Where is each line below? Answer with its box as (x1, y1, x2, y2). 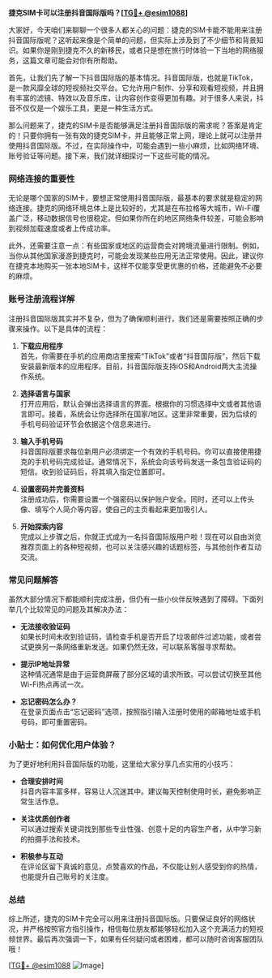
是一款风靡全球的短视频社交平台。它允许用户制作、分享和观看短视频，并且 (8, 83, 257, 93)
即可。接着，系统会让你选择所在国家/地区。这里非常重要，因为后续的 (27, 409, 257, 419)
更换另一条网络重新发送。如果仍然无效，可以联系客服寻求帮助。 (27, 641, 240, 652)
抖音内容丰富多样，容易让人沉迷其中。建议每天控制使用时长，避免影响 (19, 786, 255, 796)
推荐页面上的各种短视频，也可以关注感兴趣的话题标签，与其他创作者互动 (19, 541, 261, 551)
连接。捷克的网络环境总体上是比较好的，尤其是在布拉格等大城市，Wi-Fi (15, 203, 253, 213)
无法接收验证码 (19, 621, 70, 631)
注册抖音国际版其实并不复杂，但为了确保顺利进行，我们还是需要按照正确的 (8, 313, 257, 323)
